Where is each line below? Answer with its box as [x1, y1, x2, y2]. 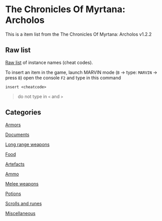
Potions [5, 191, 21, 197]
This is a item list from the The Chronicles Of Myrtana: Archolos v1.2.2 [5, 31, 152, 37]
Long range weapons [5, 141, 50, 147]
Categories [5, 108, 42, 117]
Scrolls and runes [5, 200, 42, 206]
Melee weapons [5, 180, 39, 186]
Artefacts [5, 161, 25, 167]
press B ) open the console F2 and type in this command [5, 75, 121, 81]
